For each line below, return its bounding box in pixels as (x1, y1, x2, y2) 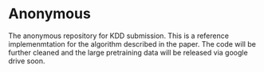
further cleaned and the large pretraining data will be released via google (8, 47, 249, 57)
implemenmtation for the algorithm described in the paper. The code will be (8, 39, 257, 48)
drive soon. (8, 56, 45, 66)
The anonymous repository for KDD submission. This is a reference (8, 31, 230, 40)
